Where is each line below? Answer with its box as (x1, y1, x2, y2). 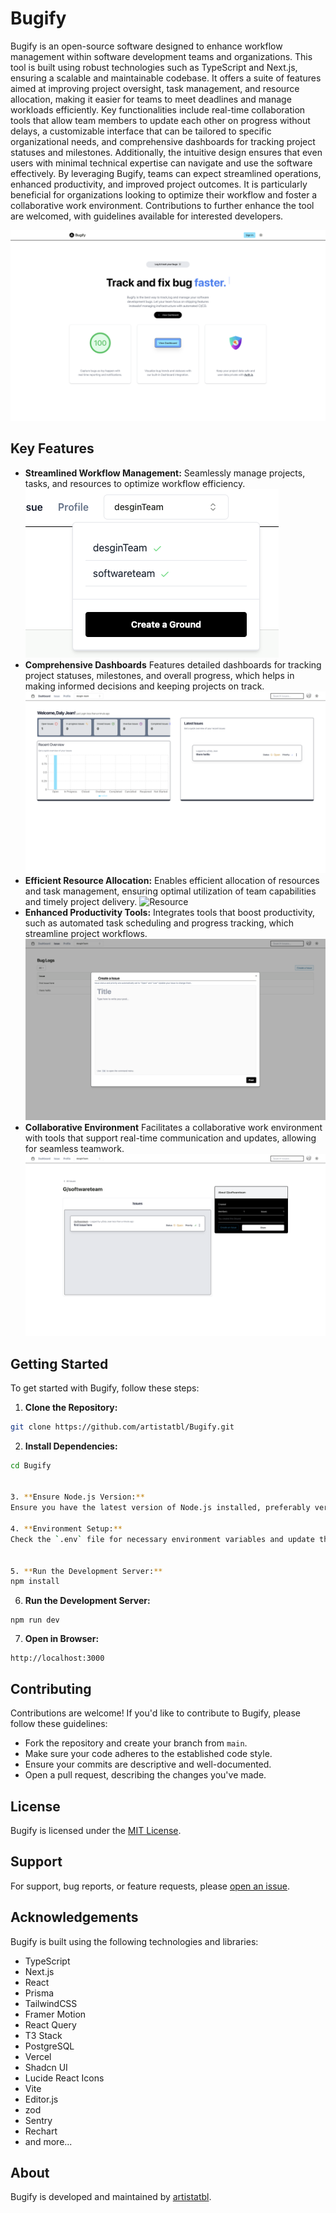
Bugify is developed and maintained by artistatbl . (10, 2191, 212, 2203)
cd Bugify (10, 1460, 52, 1471)
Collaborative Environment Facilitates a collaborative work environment (24, 1122, 323, 1134)
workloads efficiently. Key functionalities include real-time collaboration (10, 103, 306, 116)
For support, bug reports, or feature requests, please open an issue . (10, 1880, 291, 1892)
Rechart (24, 2125, 58, 2137)
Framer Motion (24, 2008, 87, 2020)
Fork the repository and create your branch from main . (24, 1737, 248, 1749)
